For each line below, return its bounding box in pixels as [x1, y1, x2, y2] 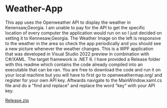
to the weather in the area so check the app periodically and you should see [5, 40, 161, 46]
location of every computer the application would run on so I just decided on [5, 30, 162, 36]
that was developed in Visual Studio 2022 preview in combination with [5, 51, 150, 57]
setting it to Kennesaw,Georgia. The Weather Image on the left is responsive [5, 35, 161, 41]
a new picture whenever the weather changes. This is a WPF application [5, 46, 154, 52]
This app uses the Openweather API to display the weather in [5, 19, 131, 25]
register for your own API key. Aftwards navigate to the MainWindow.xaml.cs [5, 77, 162, 83]
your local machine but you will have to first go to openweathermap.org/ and [5, 72, 163, 78]
